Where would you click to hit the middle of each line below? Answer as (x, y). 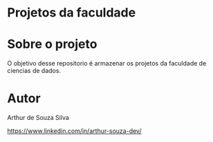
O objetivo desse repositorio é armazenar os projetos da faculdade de (107, 63)
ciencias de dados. (34, 71)
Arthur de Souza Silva (38, 118)
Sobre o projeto (52, 44)
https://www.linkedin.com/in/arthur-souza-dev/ (74, 131)
